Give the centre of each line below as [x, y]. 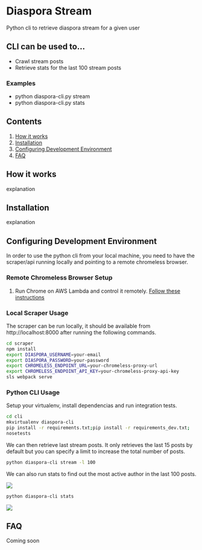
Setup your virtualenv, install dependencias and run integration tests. [92, 405]
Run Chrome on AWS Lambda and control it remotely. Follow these [98, 291]
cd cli [14, 417]
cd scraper [20, 343]
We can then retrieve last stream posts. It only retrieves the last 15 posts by [99, 445]
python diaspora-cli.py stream [52, 96]
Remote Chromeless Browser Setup [59, 278]
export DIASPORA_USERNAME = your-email [54, 355]
